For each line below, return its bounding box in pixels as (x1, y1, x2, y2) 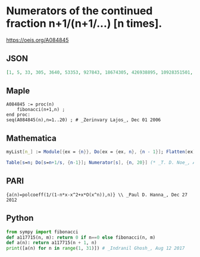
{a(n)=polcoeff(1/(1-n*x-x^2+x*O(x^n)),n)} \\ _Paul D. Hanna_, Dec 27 (6, 192, 187, 198)
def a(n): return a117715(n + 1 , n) (6, 240, 97, 246)
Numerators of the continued (6, 4, 153, 18)
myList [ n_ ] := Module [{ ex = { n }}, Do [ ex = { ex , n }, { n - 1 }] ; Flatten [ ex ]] (6, 149, 198, 155)
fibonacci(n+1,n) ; (17, 107, 65, 113)
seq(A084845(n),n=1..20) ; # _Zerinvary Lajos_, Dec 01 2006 (6, 117, 161, 123)
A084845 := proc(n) (6, 101, 55, 107)
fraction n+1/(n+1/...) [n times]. (6, 17, 162, 30)
